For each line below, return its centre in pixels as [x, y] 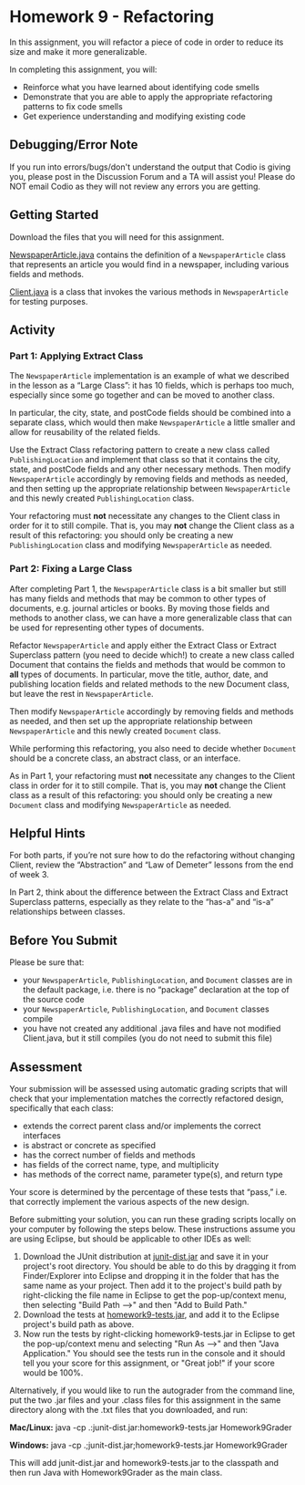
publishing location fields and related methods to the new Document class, [149, 684]
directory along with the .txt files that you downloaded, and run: [129, 1409]
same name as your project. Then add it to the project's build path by [152, 1285]
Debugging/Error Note [74, 145]
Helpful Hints [47, 833]
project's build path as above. [78, 1324]
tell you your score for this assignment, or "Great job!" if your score [148, 1363]
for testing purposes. [49, 301]
